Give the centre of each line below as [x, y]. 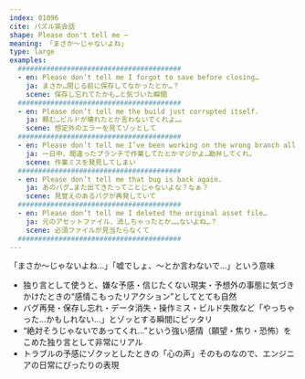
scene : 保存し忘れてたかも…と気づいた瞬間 [96, 94]
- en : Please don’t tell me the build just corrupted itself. [138, 111]
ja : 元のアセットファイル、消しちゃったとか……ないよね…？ [121, 221]
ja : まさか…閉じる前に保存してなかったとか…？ [103, 86]
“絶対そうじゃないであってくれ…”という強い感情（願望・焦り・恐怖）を [157, 331]
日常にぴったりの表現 [79, 365]
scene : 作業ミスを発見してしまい [81, 162]
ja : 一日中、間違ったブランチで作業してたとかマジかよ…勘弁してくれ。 [141, 153]
